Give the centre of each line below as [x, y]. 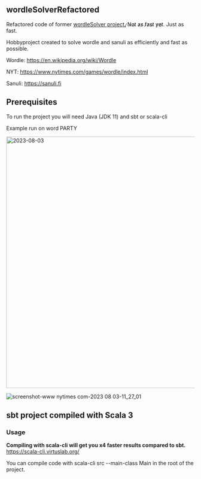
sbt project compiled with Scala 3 [70, 415]
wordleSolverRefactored [53, 10]
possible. [17, 48]
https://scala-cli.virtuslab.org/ [43, 451]
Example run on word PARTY [42, 128]
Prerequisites [32, 102]
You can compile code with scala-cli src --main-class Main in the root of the [100, 463]
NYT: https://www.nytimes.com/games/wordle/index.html [77, 72]
